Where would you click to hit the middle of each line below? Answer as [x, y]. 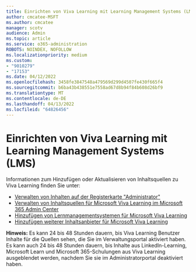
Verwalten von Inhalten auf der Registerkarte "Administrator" [87, 197]
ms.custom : [19, 60]
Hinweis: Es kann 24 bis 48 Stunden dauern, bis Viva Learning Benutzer [93, 233]
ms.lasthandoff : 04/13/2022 [40, 104]
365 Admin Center [36, 209]
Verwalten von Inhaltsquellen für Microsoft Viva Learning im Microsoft [98, 203]
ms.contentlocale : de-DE [36, 98]
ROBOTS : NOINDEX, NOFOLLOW [39, 50]
